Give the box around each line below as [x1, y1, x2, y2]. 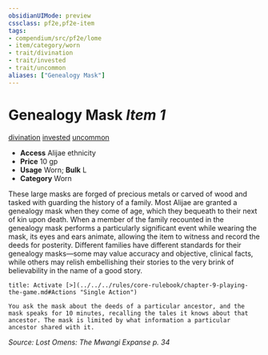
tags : [8, 26, 26, 34]
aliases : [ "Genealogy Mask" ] [8, 71, 106, 79]
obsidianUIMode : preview [8, 11, 91, 20]
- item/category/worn [8, 42, 81, 50]
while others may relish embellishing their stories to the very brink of [8, 257, 234, 267]
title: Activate [8, 281, 62, 289]
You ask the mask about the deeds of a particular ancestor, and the [8, 302, 246, 310]
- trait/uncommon [8, 64, 66, 72]
